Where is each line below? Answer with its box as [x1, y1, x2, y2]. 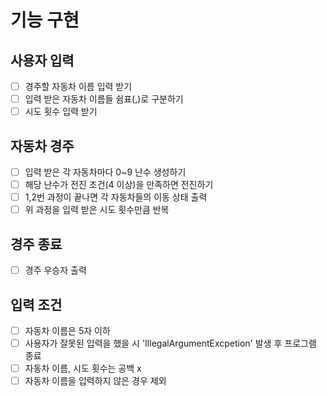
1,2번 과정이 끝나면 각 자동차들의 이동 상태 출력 [24, 191, 208, 203]
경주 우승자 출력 [24, 264, 87, 276]
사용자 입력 [10, 52, 75, 69]
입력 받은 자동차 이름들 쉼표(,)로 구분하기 [24, 93, 184, 105]
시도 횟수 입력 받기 [24, 106, 98, 118]
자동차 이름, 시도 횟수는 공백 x [24, 362, 142, 375]
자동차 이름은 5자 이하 [24, 324, 111, 336]
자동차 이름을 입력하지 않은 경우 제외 [24, 375, 167, 387]
